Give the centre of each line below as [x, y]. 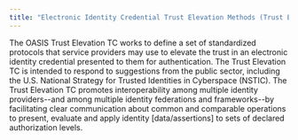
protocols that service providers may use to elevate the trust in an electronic [149, 52]
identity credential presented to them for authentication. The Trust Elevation [148, 61]
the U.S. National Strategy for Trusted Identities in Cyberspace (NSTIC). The [148, 80]
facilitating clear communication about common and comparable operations [148, 108]
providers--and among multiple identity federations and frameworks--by [142, 99]
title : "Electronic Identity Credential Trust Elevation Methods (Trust [146, 17]
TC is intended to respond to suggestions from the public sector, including [145, 71]
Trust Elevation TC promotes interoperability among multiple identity [134, 89]
